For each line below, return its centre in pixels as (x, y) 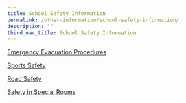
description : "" (30, 26)
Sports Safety (26, 65)
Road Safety (25, 79)
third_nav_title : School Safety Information (72, 33)
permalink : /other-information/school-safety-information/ (93, 20)
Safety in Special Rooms (42, 92)
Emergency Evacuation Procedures (57, 52)
